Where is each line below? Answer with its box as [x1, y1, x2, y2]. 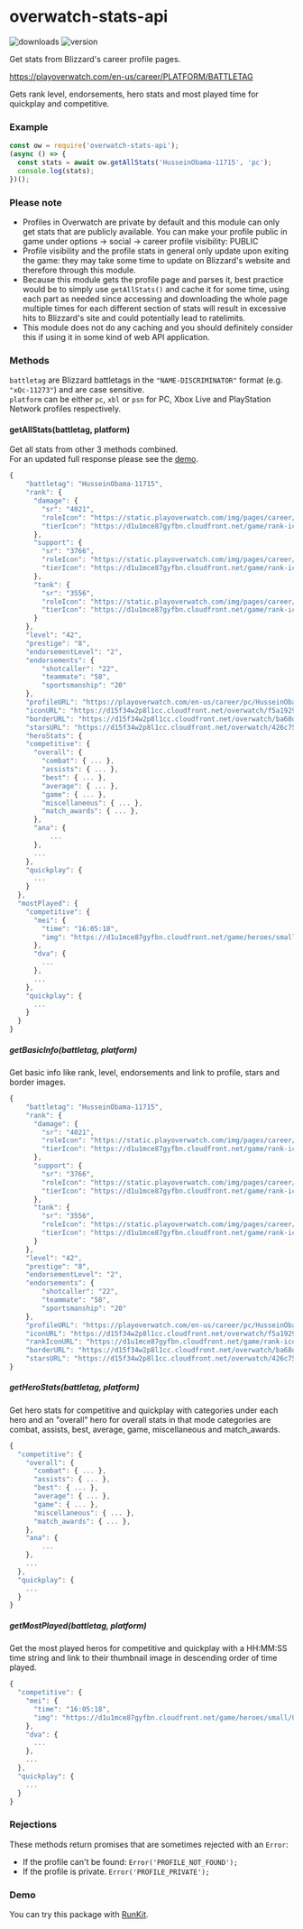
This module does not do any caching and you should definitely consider [22, 322, 293, 333]
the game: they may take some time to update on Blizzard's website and [22, 254, 290, 265]
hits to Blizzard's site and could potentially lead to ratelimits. [22, 312, 246, 323]
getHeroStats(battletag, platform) [9, 1382, 140, 1393]
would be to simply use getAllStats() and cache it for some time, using [22, 283, 290, 294]
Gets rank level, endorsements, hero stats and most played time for [9, 88, 259, 99]
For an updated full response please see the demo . [9, 454, 198, 465]
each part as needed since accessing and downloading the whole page [22, 293, 289, 304]
